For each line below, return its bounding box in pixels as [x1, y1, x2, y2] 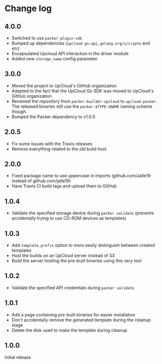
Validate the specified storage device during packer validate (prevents [11, 210, 154, 216]
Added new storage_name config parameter [11, 56, 98, 61]
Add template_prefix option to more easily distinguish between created [11, 243, 155, 248]
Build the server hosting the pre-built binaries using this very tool [11, 258, 142, 264]
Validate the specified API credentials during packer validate [11, 285, 134, 291]
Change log [4, 3, 52, 14]
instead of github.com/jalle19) [11, 178, 71, 184]
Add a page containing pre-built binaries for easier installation [11, 312, 136, 317]
